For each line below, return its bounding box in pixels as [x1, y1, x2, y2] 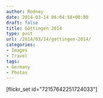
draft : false [6, 20, 38, 26]
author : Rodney [6, 8, 44, 15]
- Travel [6, 53, 28, 59]
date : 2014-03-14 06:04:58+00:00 [6, 14, 89, 20]
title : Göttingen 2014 [6, 25, 62, 31]
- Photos [6, 69, 28, 75]
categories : [6, 42, 36, 48]
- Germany [6, 64, 31, 70]
